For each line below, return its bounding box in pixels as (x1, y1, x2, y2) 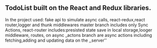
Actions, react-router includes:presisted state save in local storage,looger (5, 27, 152, 33)
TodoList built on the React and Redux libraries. (5, 4, 152, 12)
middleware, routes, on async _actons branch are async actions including (5, 32, 152, 38)
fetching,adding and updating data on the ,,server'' (5, 37, 107, 43)
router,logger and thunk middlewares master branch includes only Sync (5, 22, 148, 28)
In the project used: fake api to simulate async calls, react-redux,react (5, 16, 145, 22)
